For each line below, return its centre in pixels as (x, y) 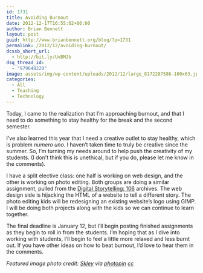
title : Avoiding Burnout (37, 18)
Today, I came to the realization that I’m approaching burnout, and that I (95, 113)
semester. (19, 126)
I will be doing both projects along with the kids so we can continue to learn (100, 208)
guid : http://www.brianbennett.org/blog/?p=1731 (69, 40)
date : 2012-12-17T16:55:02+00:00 (48, 23)
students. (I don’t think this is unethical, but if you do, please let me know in (100, 157)
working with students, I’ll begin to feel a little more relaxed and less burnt (98, 238)
